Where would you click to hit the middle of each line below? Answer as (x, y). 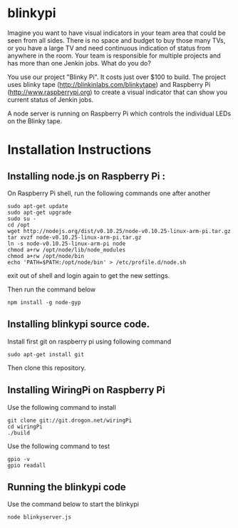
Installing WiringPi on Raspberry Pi (86, 390)
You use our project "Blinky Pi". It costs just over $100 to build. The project (117, 77)
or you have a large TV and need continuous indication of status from (109, 48)
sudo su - (22, 219)
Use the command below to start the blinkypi (73, 504)
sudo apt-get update (38, 206)
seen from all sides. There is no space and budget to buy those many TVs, (117, 40)
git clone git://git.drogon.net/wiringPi (70, 420)
